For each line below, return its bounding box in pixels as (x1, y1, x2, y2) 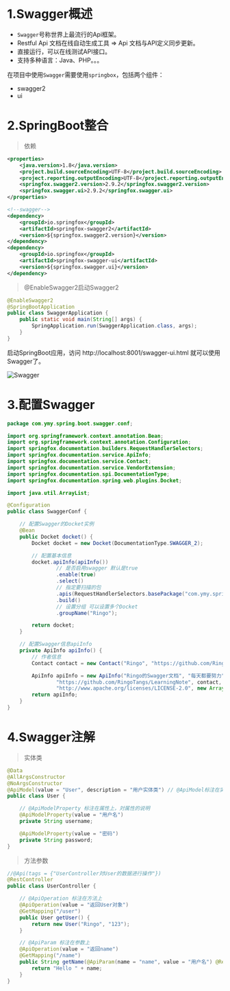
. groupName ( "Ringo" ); (55, 609, 118, 616)
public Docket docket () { (19, 533, 94, 540)
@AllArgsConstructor (7, 773, 66, 780)
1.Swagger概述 (7, 6, 93, 22)
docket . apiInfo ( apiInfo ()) (31, 559, 109, 566)
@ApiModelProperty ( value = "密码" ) (19, 830, 119, 837)
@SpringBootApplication (7, 303, 75, 310)
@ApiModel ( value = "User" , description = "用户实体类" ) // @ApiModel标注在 (7, 786, 220, 793)
